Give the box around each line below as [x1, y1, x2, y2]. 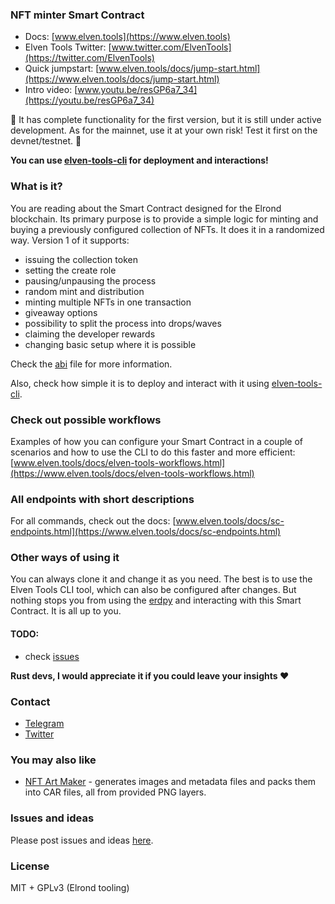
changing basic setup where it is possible [24, 338, 197, 350]
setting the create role [24, 264, 117, 276]
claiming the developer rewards [24, 328, 156, 340]
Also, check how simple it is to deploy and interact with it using [10, 377, 270, 389]
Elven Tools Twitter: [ [24, 41, 112, 53]
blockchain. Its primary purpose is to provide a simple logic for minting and [10, 213, 319, 225]
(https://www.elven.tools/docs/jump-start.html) [24, 73, 220, 85]
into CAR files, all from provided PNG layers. [24, 786, 207, 798]
